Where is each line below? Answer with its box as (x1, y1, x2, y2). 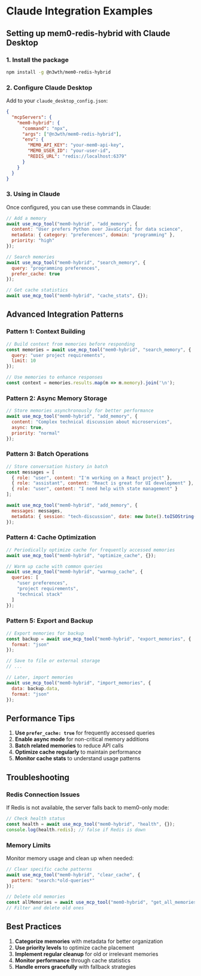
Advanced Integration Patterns (6, 310, 124, 320)
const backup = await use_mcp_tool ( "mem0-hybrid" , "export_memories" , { (6, 636, 191, 642)
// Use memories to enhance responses (6, 374, 103, 380)
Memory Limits (6, 841, 51, 849)
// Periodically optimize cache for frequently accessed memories (6, 547, 175, 553)
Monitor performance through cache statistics (14, 957, 130, 964)
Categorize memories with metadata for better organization (14, 938, 163, 945)
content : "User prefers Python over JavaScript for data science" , (11, 227, 184, 233)
